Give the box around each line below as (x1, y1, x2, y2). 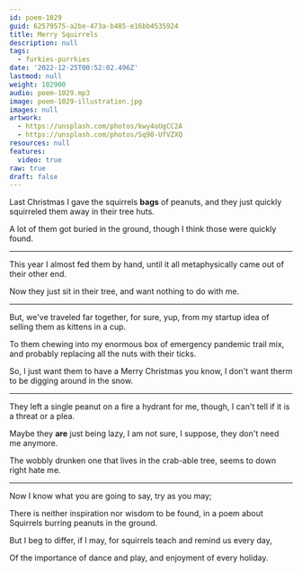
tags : (9, 47, 30, 56)
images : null (9, 105, 58, 114)
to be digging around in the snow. (9, 375, 133, 387)
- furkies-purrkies (17, 55, 91, 64)
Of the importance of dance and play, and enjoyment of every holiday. (9, 552, 269, 563)
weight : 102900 (9, 80, 67, 89)
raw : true (9, 164, 47, 173)
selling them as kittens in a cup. (9, 321, 127, 333)
